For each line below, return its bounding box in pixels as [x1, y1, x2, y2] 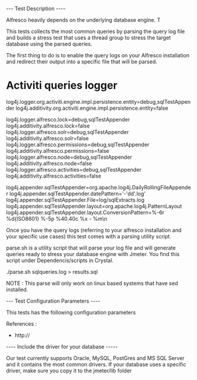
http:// [14, 332, 30, 339]
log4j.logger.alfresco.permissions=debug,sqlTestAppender [6, 141, 150, 148]
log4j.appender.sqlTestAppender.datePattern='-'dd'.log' [9, 190, 146, 197]
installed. [6, 286, 28, 293]
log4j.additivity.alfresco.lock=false [6, 122, 90, 129]
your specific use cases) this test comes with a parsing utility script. [6, 232, 172, 240]
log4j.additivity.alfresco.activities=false [6, 172, 101, 179]
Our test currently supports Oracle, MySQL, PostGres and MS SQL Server [6, 354, 185, 362]
